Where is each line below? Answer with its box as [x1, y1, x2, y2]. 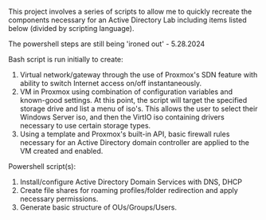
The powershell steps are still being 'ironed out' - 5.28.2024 [8, 39, 205, 49]
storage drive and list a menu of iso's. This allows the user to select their [19, 104, 258, 113]
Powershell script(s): [8, 162, 76, 171]
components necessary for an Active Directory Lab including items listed [8, 15, 247, 25]
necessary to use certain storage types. [19, 121, 151, 130]
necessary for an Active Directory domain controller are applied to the [19, 138, 249, 147]
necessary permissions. [19, 194, 99, 203]
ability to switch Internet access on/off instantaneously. [19, 79, 201, 88]
